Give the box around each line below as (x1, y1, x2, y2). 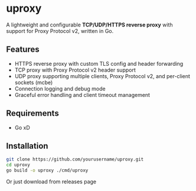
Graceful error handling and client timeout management (14, 91, 151, 98)
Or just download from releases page (6, 178, 96, 185)
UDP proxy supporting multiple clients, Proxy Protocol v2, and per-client (14, 72, 191, 79)
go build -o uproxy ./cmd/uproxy (6, 167, 89, 173)
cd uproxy (6, 162, 31, 168)
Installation (6, 140, 48, 151)
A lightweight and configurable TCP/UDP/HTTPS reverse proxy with (6, 21, 173, 28)
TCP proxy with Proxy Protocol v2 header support (14, 66, 136, 73)
